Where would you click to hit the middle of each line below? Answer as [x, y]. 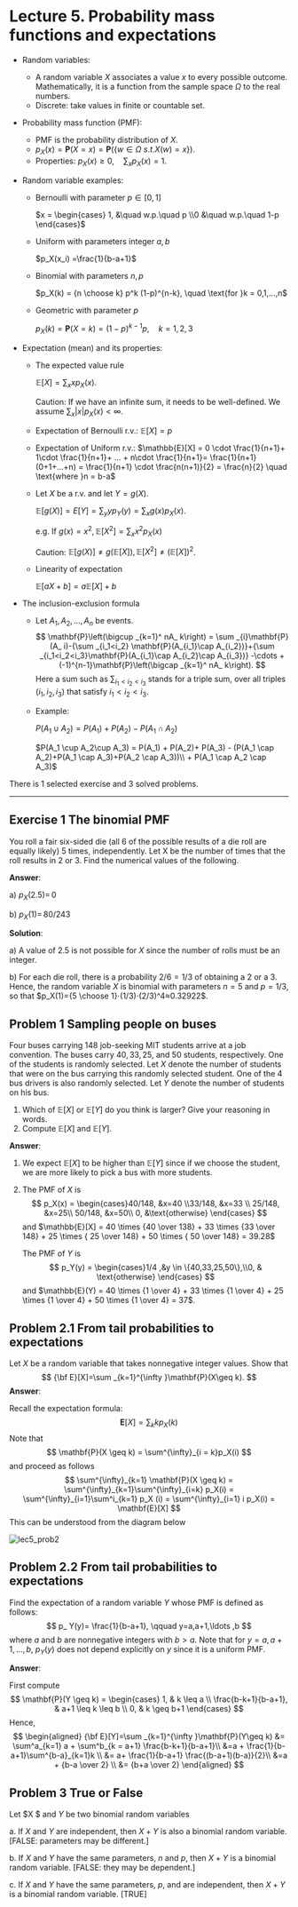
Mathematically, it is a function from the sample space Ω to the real [158, 86]
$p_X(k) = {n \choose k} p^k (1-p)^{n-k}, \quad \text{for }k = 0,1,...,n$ [161, 293]
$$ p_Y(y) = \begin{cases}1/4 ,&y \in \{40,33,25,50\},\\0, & [156, 1267]
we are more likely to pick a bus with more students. [117, 1172]
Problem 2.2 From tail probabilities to [113, 1567]
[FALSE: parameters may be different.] [79, 1841]
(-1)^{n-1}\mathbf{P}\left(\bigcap [119, 665]
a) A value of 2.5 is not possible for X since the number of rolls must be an [145, 950]
